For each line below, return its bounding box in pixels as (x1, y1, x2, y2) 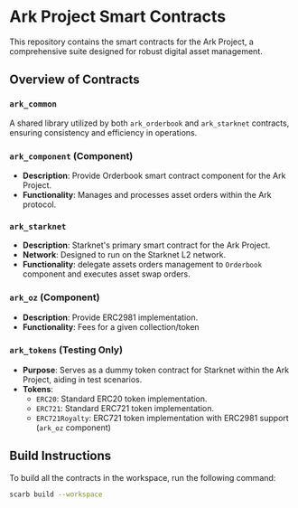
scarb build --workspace (9, 490, 103, 499)
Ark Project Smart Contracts (9, 6, 227, 27)
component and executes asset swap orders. (22, 268, 191, 279)
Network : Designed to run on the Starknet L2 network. (22, 249, 227, 260)
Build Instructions (9, 448, 112, 464)
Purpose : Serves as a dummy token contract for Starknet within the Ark (22, 364, 290, 375)
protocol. (22, 199, 57, 210)
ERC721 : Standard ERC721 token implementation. (35, 402, 215, 413)
